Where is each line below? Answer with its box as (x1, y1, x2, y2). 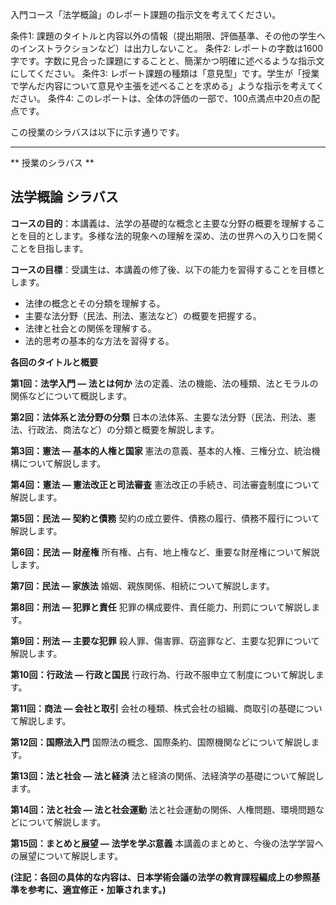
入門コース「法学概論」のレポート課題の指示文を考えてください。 (10, 9, 282, 20)
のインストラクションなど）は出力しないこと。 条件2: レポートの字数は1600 (10, 43, 324, 54)
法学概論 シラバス (10, 189, 119, 206)
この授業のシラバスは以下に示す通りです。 (10, 126, 185, 138)
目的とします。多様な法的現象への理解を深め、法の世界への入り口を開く (27, 229, 325, 242)
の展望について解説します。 (10, 849, 124, 862)
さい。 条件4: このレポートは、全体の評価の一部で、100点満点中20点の (18, 93, 312, 104)
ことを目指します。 (10, 242, 89, 254)
